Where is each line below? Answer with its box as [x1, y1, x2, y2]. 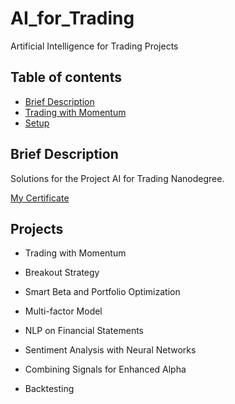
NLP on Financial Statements [24, 325, 145, 337]
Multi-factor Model [24, 305, 103, 317]
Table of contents [10, 69, 122, 86]
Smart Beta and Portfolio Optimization [24, 286, 181, 298]
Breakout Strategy [24, 267, 100, 279]
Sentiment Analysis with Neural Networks [24, 344, 197, 356]
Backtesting [24, 383, 75, 395]
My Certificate [10, 192, 70, 204]
